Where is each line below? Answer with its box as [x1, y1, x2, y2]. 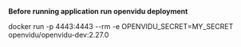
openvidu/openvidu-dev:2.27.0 [8, 31, 109, 39]
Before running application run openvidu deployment [8, 7, 188, 16]
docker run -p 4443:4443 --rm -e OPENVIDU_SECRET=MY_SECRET [8, 22, 234, 31]
